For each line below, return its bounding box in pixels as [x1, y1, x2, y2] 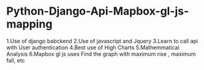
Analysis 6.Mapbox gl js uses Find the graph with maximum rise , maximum [6, 50, 196, 57]
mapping [6, 17, 53, 31]
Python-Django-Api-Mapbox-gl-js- [6, 4, 189, 18]
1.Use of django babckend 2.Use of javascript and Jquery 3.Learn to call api [6, 37, 198, 44]
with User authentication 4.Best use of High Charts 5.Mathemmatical [6, 44, 179, 51]
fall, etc [6, 57, 26, 64]
